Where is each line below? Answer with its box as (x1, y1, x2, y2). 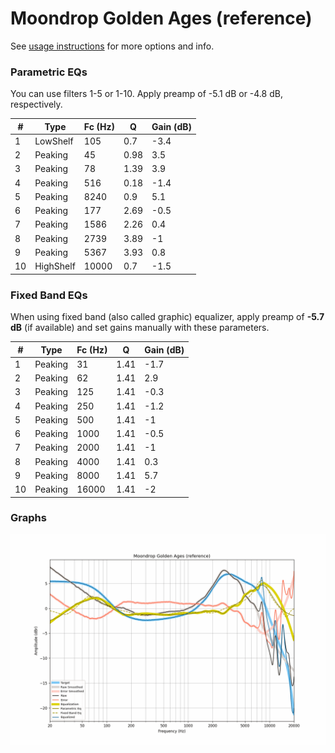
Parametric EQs (10, 65, 88, 79)
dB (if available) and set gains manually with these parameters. (10, 322, 270, 334)
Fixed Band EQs (10, 288, 88, 302)
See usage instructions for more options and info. (10, 40, 215, 52)
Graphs (10, 511, 47, 525)
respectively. (10, 98, 63, 111)
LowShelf (34, 135, 74, 147)
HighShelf (34, 260, 76, 272)
